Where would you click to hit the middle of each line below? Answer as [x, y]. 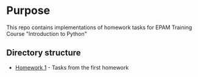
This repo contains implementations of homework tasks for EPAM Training [99, 27]
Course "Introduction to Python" [47, 33]
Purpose [28, 11]
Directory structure [44, 53]
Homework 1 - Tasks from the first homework [72, 67]
